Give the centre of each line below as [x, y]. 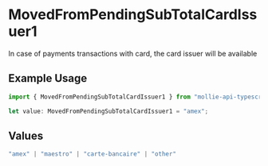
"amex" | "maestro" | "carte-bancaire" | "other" [93, 154]
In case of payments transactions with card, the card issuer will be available [133, 53]
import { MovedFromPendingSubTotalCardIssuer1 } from [100, 97]
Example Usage [48, 78]
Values [26, 135]
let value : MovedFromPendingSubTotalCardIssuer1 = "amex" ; [108, 111]
